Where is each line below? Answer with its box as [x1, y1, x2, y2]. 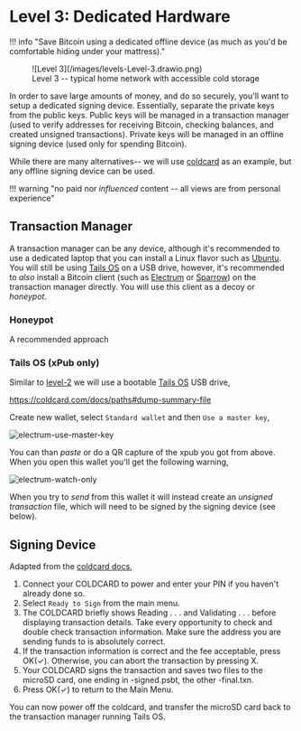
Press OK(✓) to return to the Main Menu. [22, 684, 174, 695]
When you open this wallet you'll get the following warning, [9, 456, 229, 467]
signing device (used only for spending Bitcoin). [9, 138, 187, 149]
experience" [9, 192, 55, 203]
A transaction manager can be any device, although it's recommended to [9, 242, 280, 254]
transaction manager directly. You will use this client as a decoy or [9, 281, 255, 292]
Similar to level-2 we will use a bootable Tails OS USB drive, [9, 377, 231, 388]
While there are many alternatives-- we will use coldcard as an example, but [9, 155, 292, 166]
